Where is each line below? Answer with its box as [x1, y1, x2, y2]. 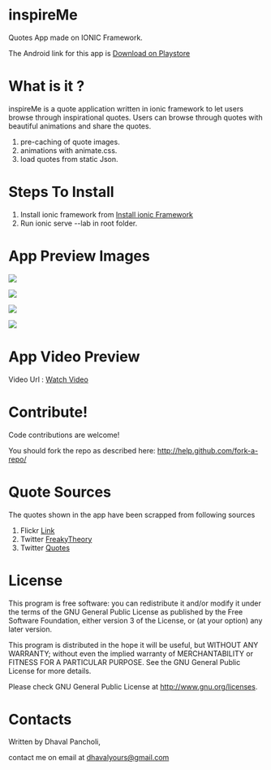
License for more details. [8, 666, 92, 676]
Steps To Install [8, 183, 115, 201]
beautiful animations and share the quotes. [8, 120, 152, 131]
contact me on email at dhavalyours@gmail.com [8, 753, 170, 763]
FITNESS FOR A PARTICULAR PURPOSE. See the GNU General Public [8, 657, 241, 667]
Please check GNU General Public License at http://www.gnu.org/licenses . [8, 681, 258, 691]
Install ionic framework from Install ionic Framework [19, 209, 193, 219]
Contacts [8, 710, 72, 728]
